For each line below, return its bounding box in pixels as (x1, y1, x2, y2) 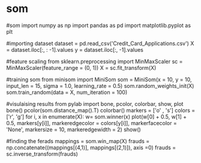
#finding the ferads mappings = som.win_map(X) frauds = (6, 137, 150, 144)
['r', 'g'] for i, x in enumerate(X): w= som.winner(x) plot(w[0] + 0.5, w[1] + (6, 113, 187, 120)
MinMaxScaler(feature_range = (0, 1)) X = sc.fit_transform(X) (6, 64, 157, 71)
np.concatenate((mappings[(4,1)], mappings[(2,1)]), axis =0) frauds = (6, 144, 176, 151)
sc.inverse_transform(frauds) (6, 150, 78, 158)
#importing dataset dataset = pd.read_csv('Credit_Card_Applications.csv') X (6, 40, 194, 47)
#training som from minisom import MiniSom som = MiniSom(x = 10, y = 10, (6, 76, 192, 83)
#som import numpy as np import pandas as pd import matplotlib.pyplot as (6, 22, 191, 29)
